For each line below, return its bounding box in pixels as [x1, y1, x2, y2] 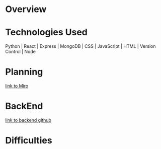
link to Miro [5, 83, 29, 89]
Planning [5, 66, 43, 78]
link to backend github [5, 117, 52, 123]
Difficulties [5, 135, 52, 146]
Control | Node [5, 49, 36, 55]
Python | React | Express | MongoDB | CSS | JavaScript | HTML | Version [5, 43, 156, 49]
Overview [5, 4, 47, 15]
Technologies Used [5, 27, 88, 38]
